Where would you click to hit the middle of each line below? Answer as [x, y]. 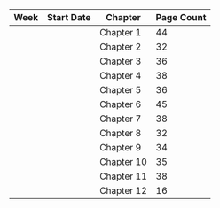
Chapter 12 [123, 191]
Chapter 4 [120, 76]
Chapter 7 [120, 119]
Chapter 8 [120, 133]
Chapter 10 [123, 162]
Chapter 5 [120, 90]
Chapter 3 [120, 61]
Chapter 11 [123, 176]
